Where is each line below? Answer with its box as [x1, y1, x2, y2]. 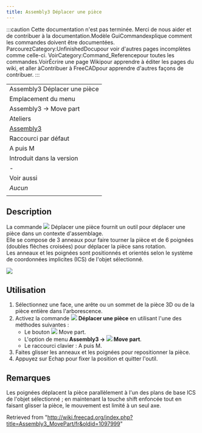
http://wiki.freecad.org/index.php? [47, 414, 133, 421]
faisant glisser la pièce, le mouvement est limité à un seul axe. [6, 402, 161, 409]
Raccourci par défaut [9, 134, 70, 143]
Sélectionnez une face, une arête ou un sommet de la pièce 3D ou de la [15, 301, 195, 308]
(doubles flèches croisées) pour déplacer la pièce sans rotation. [6, 243, 167, 250]
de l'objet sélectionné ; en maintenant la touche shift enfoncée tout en [6, 395, 182, 403]
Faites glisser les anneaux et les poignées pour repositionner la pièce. [15, 348, 190, 356]
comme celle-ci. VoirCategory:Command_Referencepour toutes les [6, 51, 175, 58]
